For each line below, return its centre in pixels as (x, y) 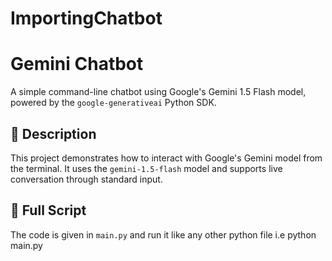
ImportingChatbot (86, 18)
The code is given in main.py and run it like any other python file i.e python (163, 234)
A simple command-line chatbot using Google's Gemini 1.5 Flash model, (158, 92)
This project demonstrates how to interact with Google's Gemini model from (166, 158)
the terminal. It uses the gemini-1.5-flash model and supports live (146, 168)
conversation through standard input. (86, 179)
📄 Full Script (48, 210)
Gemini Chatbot (77, 64)
